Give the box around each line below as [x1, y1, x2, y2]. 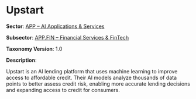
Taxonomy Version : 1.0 [6, 45, 63, 52]
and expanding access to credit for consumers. [6, 86, 120, 93]
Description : [6, 56, 37, 63]
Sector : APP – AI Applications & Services [6, 23, 105, 30]
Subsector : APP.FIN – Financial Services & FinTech [6, 34, 129, 41]
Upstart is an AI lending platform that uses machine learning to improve [6, 68, 178, 75]
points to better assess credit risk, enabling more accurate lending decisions [6, 80, 190, 87]
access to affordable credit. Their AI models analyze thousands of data [6, 74, 177, 81]
